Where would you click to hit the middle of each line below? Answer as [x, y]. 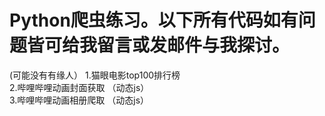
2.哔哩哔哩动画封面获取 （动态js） [79, 87]
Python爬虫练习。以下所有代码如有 [154, 20]
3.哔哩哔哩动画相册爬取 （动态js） [79, 100]
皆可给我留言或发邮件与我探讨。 [159, 45]
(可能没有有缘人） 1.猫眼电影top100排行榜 [95, 75]
